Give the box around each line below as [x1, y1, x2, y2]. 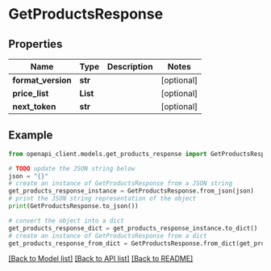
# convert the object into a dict [8, 216, 125, 225]
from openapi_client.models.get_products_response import [8, 150, 207, 158]
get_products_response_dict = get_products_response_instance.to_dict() [8, 224, 258, 232]
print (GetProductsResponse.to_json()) [8, 202, 139, 210]
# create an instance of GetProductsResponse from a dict [8, 231, 207, 239]
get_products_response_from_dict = [8, 239, 128, 248]
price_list [12, 88, 49, 99]
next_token [12, 101, 56, 112]
